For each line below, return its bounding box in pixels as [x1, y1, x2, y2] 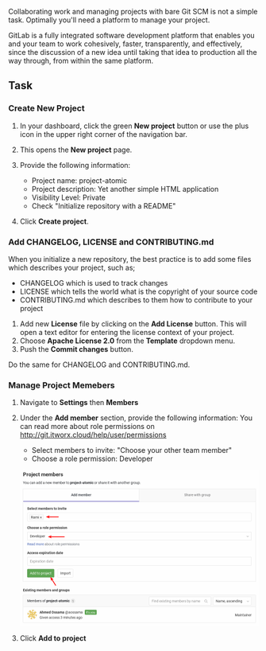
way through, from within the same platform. [8, 56, 154, 65]
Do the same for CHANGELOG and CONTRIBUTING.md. [8, 360, 191, 369]
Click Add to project [19, 633, 87, 643]
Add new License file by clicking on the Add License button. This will [19, 318, 248, 329]
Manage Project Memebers [8, 380, 115, 391]
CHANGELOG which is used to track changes [19, 278, 168, 287]
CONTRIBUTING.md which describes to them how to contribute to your [19, 294, 253, 305]
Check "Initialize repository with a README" [31, 201, 176, 210]
